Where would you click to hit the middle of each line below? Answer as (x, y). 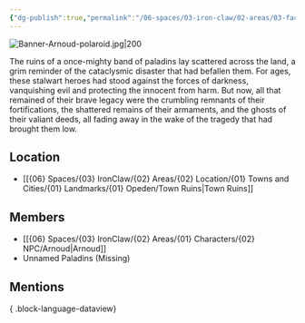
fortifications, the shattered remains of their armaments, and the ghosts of (148, 109)
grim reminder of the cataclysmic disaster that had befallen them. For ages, (150, 71)
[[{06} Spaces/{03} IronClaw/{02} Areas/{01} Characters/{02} (139, 239)
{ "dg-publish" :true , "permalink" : (73, 18)
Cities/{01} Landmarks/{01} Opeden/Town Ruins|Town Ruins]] (138, 189)
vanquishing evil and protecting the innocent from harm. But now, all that (145, 90)
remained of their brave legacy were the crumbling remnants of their (137, 100)
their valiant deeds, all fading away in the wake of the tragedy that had (141, 119)
